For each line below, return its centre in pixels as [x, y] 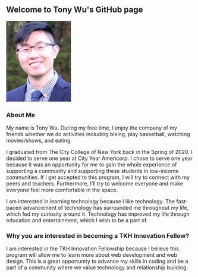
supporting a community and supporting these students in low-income [92, 171]
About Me [21, 115]
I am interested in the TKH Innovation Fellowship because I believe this [93, 248]
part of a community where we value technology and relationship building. [97, 267]
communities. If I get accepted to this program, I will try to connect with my [98, 177]
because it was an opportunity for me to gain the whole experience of [92, 165]
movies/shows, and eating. [39, 141]
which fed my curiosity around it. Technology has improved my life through [98, 214]
